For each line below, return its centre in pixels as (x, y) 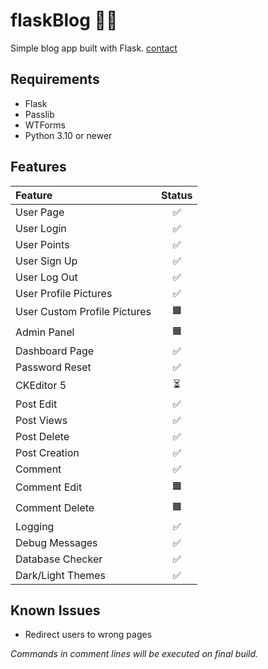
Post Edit (36, 404)
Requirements (55, 79)
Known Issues (55, 610)
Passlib (39, 114)
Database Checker (59, 559)
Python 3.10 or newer (68, 135)
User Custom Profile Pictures (83, 312)
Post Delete (42, 436)
